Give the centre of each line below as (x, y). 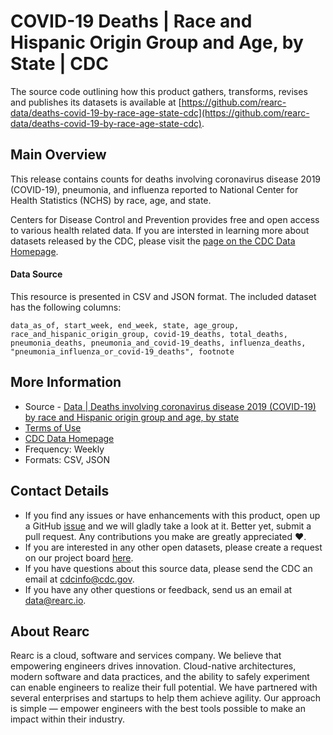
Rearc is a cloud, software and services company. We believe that (146, 656)
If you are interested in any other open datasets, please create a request (173, 547)
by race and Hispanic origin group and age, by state (132, 417)
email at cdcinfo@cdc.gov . (79, 579)
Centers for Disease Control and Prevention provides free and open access (165, 219)
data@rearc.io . (55, 600)
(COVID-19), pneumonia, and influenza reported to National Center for (154, 189)
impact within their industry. (67, 719)
